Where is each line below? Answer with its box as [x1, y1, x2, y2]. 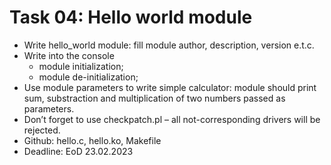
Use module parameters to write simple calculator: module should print [23, 81, 317, 93]
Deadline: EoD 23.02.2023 [23, 145, 134, 157]
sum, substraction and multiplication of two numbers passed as [23, 92, 286, 104]
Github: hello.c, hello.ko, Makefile [23, 134, 162, 146]
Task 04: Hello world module [9, 6, 253, 29]
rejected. [23, 124, 61, 136]
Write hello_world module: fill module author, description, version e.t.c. [23, 39, 315, 51]
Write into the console [23, 49, 115, 61]
